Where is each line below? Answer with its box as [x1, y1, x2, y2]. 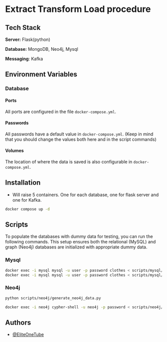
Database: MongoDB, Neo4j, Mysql [5, 46, 79, 52]
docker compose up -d [5, 207, 50, 212]
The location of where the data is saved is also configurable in [5, 158, 133, 165]
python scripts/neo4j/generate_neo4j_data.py [5, 295, 101, 301]
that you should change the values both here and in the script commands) [5, 136, 157, 142]
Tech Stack [5, 23, 41, 32]
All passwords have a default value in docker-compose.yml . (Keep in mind [5, 131, 154, 137]
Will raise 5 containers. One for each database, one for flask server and [12, 192, 159, 198]
